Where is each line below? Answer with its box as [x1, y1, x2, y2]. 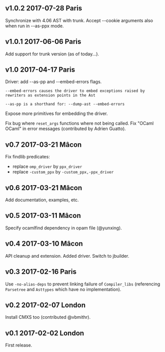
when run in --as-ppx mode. [5, 23, 64, 29]
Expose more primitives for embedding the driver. [5, 110, 108, 116]
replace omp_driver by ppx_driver [12, 163, 82, 169]
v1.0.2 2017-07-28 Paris [5, 4, 82, 13]
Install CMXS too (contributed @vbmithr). [5, 314, 91, 320]
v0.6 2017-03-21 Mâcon [5, 184, 82, 192]
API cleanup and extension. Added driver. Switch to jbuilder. [5, 253, 130, 259]
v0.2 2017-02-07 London [5, 301, 86, 309]
